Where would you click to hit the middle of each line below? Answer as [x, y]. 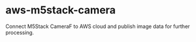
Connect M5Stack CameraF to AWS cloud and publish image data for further [98, 26]
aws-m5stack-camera [61, 10]
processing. [20, 32]
